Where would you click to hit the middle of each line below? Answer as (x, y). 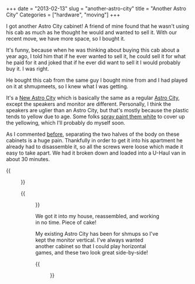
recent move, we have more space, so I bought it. (66, 39)
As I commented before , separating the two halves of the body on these (93, 134)
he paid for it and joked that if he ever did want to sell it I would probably (93, 62)
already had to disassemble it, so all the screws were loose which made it (95, 147)
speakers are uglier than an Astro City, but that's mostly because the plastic (97, 110)
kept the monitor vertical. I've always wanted (89, 240)
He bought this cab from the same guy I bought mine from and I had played (97, 80)
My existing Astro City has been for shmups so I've (97, 234)
